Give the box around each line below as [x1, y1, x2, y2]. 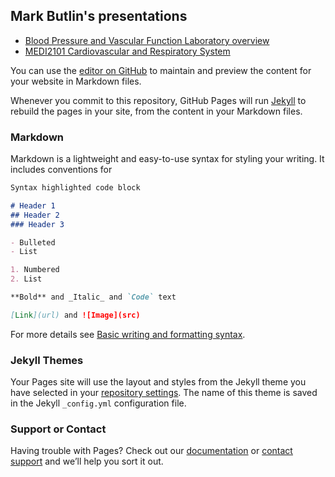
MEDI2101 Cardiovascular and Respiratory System [24, 45, 231, 57]
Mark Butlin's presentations [10, 8, 188, 25]
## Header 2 [10, 210, 60, 220]
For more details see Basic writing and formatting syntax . [10, 328, 246, 340]
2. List [10, 274, 43, 284]
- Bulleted [10, 237, 56, 248]
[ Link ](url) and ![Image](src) [10, 310, 141, 320]
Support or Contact [10, 422, 107, 436]
